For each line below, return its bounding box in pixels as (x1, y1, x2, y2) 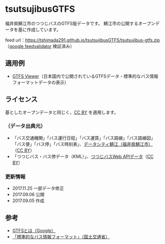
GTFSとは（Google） (12, 227, 56, 233)
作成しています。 (26, 26, 61, 33)
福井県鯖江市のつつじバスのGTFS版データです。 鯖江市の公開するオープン (5, 20, 156, 26)
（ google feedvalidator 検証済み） (5, 43, 75, 49)
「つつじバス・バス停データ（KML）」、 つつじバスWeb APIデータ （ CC (12, 153, 154, 159)
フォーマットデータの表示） (12, 79, 69, 85)
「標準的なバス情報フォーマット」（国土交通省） (12, 234, 110, 240)
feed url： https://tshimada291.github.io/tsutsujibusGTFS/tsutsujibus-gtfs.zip (5, 37, 160, 43)
